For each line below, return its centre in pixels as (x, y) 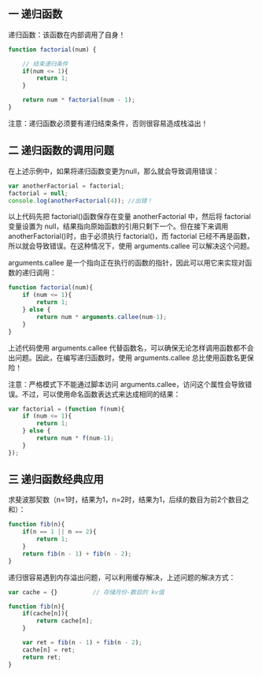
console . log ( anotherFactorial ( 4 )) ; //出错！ (81, 201)
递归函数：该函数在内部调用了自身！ (67, 35)
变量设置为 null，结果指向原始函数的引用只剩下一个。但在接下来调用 (118, 226)
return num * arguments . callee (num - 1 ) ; (102, 317)
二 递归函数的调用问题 (61, 151)
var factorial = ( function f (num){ (66, 409)
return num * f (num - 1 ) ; (75, 438)
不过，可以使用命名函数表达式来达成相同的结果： (101, 394)
